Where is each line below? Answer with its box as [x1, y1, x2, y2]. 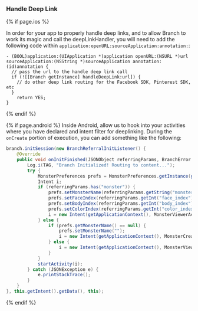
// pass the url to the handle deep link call [11, 69, 128, 75]
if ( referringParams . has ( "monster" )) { [37, 184, 136, 190]
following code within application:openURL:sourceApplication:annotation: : [6, 42, 190, 49]
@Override [16, 151, 41, 158]
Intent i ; [37, 179, 62, 185]
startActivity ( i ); [37, 261, 83, 267]
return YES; [16, 95, 46, 101]
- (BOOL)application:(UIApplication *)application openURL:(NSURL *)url [6, 54, 189, 60]
